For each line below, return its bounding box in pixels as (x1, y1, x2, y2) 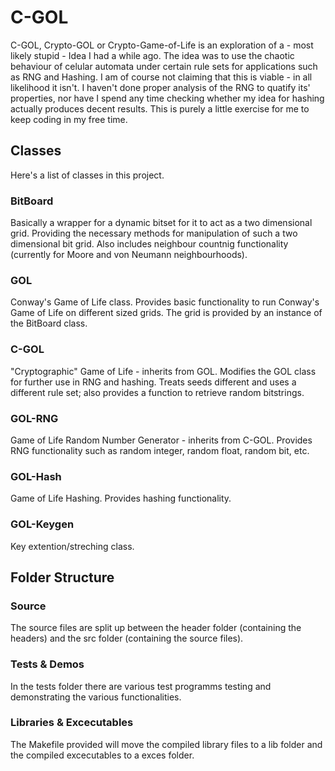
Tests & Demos (10, 657, 85, 671)
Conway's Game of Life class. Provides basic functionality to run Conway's (10, 296, 320, 308)
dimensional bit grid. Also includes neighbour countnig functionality (10, 238, 289, 250)
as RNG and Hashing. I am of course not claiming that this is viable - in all (10, 71, 313, 83)
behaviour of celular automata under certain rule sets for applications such (10, 60, 318, 72)
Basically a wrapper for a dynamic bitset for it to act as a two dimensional (10, 217, 313, 229)
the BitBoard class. (10, 317, 88, 330)
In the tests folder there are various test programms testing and (10, 680, 272, 692)
